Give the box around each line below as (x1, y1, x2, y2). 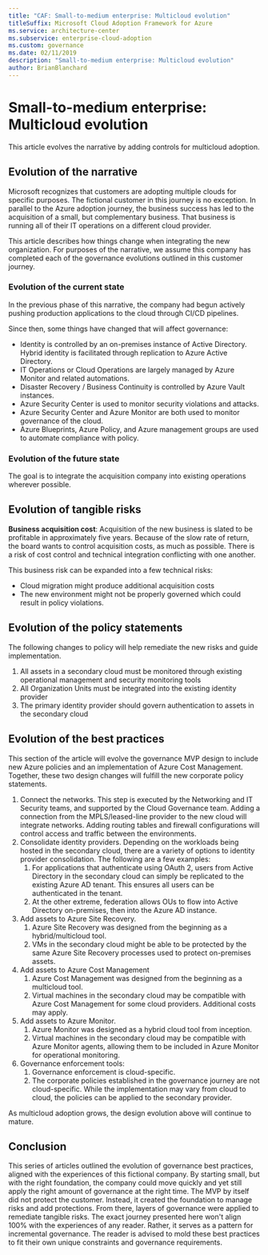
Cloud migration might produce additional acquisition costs (19, 580, 214, 590)
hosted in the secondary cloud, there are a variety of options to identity (19, 845, 255, 855)
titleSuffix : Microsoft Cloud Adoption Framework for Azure (8, 19, 214, 27)
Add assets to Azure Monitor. (19, 1015, 116, 1026)
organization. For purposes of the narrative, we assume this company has (8, 244, 251, 254)
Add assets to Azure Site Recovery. (19, 914, 137, 923)
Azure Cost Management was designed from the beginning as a (31, 973, 242, 983)
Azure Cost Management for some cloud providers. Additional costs (31, 999, 256, 1008)
